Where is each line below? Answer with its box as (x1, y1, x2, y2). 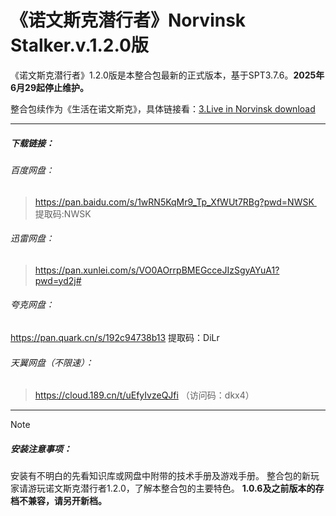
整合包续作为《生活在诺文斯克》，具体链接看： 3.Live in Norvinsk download (10, 102, 316, 115)
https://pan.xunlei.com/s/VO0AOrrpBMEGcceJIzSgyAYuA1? (34, 264, 280, 276)
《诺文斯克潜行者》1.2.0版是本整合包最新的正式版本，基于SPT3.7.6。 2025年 (10, 69, 325, 81)
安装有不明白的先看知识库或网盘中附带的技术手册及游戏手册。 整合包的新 (10, 470, 311, 482)
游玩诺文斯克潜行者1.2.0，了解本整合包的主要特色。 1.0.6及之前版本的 (27, 482, 316, 495)
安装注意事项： (10, 442, 72, 455)
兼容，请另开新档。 (27, 495, 107, 507)
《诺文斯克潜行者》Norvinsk (10, 9, 247, 32)
